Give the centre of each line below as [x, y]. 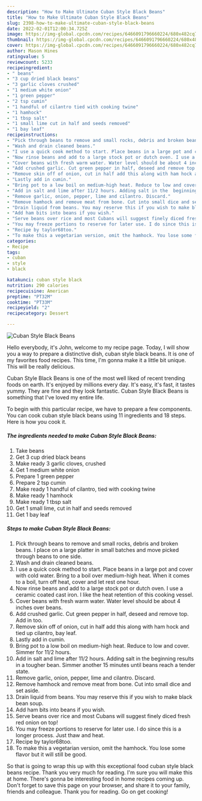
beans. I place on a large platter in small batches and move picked [97, 550]
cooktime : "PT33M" [30, 302]
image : [15, 34]
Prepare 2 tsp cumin [40, 482]
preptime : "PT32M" [30, 296]
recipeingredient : [30, 68]
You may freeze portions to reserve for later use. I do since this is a [98, 729]
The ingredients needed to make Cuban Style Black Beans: [82, 435]
